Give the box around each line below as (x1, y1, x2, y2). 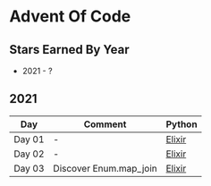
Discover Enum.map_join (53, 162, 158, 174)
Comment (83, 118, 127, 131)
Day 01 (13, 132, 45, 145)
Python (165, 118, 198, 131)
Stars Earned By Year (9, 42, 130, 57)
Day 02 (13, 148, 45, 160)
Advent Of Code (9, 6, 131, 27)
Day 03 (13, 162, 45, 174)
